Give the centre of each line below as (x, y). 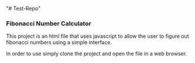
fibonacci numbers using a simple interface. (59, 43)
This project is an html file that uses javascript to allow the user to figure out (97, 36)
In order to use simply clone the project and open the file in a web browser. (97, 54)
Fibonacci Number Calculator (49, 23)
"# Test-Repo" (23, 8)
